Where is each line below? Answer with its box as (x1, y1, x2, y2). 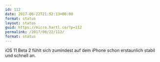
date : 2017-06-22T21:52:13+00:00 (5, 12, 73, 16)
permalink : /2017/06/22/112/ (5, 30, 65, 34)
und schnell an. (5, 52, 36, 58)
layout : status (5, 20, 36, 26)
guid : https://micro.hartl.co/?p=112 (5, 25, 82, 30)
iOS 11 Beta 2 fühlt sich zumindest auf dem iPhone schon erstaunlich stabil (5, 47, 155, 53)
